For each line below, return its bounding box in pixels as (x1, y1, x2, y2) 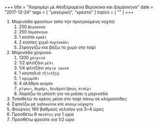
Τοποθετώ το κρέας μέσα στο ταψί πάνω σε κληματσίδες (11, 96, 127, 101)
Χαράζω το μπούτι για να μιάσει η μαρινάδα (18, 91, 108, 96)
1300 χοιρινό (18, 55, 46, 60)
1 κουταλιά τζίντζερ (18, 70, 60, 76)
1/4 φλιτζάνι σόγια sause (18, 65, 69, 71)
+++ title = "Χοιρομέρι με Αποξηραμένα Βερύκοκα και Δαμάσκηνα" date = (4, 4, 154, 10)
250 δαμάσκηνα (18, 29, 48, 34)
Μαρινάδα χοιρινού (11, 49, 52, 55)
